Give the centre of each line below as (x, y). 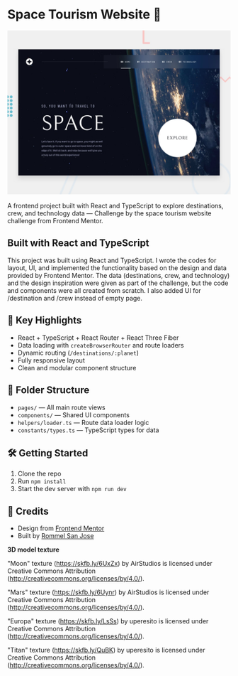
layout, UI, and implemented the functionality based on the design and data (117, 268)
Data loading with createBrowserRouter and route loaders (101, 345)
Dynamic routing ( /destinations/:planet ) (78, 353)
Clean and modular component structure (77, 367)
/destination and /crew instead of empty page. (75, 298)
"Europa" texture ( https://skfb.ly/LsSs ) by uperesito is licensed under (108, 621)
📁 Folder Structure (49, 390)
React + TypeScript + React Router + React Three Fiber (98, 338)
